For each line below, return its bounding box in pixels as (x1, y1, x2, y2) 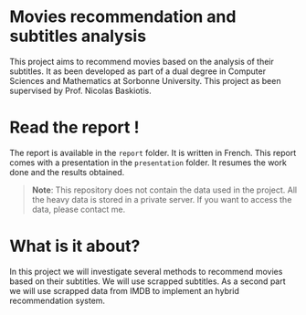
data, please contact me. (31, 204, 126, 215)
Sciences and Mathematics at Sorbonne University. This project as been (9, 75, 281, 86)
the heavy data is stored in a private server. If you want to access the (31, 194, 292, 205)
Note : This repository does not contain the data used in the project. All (31, 184, 298, 195)
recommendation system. (9, 295, 106, 306)
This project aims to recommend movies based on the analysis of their (9, 56, 274, 67)
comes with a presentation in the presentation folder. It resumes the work (9, 157, 288, 168)
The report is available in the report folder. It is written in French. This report (9, 147, 297, 158)
